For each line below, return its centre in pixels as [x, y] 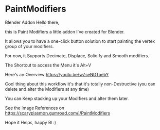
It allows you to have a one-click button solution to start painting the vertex [80, 41]
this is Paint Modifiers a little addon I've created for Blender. [65, 32]
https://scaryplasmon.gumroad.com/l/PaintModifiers [58, 113]
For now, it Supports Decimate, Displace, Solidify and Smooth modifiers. [77, 56]
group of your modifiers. [29, 46]
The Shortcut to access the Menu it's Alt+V [48, 65]
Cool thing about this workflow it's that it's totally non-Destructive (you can [80, 84]
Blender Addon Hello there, [32, 22]
